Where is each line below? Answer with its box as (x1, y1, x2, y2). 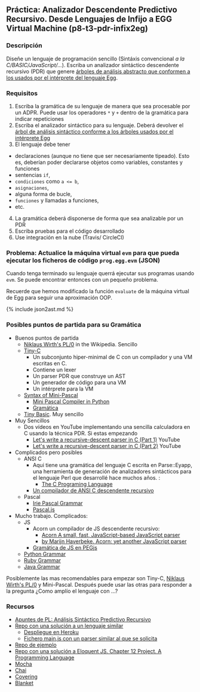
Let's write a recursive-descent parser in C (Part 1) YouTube (32, 436, 180, 443)
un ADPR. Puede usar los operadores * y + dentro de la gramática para (14, 109, 189, 116)
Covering (14, 673, 38, 680)
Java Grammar (23, 563, 61, 570)
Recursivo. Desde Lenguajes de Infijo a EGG (6, 14, 172, 25)
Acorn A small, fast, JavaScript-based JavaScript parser (41, 531, 180, 538)
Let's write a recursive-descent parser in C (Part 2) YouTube (32, 442, 181, 449)
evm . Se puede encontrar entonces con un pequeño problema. (6, 276, 158, 283)
